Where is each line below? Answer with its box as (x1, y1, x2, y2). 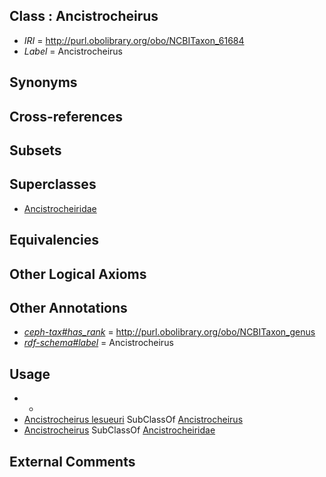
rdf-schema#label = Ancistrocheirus (23, 337, 174, 349)
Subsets (9, 142, 62, 159)
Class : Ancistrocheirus (9, 8, 159, 25)
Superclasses (9, 176, 97, 193)
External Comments (9, 453, 136, 470)
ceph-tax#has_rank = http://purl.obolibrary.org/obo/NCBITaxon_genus (23, 326, 316, 338)
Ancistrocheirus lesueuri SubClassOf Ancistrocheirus (23, 414, 244, 426)
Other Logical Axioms (9, 265, 147, 283)
